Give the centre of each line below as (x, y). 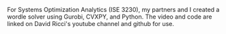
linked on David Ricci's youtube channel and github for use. (91, 24)
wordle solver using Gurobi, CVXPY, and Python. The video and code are (110, 17)
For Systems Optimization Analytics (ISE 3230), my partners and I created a (113, 10)
